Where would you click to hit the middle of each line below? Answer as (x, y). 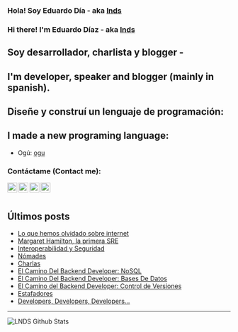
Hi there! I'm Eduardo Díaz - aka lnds (72, 29)
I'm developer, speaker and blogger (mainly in (111, 76)
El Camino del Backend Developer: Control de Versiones (100, 286)
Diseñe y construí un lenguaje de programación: (116, 112)
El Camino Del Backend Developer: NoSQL (79, 270)
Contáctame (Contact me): (54, 171)
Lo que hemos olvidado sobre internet (73, 233)
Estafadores (35, 293)
